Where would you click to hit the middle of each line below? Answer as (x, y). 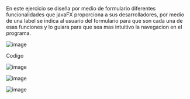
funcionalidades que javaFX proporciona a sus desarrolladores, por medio (95, 15)
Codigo (15, 56)
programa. (18, 33)
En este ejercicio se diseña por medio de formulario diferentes (81, 8)
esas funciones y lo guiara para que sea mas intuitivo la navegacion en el (94, 27)
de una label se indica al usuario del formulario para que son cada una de (94, 21)
